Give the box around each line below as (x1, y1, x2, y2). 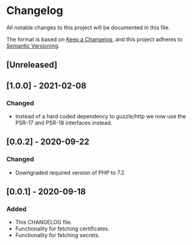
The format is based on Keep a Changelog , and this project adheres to (6, 35, 183, 43)
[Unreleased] (6, 60, 58, 70)
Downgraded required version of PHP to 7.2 (15, 169, 125, 176)
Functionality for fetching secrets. (15, 232, 100, 239)
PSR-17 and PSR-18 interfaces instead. (15, 119, 113, 127)
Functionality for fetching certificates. (15, 225, 110, 232)
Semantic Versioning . (6, 42, 60, 49)
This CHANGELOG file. (15, 219, 73, 226)
